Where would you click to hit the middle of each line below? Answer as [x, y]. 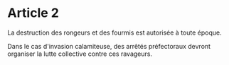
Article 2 [33, 13]
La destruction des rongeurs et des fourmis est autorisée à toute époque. [114, 32]
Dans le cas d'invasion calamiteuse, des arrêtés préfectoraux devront [109, 46]
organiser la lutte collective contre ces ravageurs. [80, 54]
